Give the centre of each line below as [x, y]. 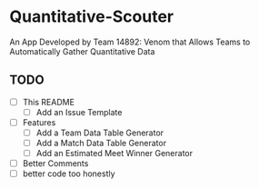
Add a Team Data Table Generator [100, 133]
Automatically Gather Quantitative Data [82, 51]
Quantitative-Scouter [92, 17]
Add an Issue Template [79, 112]
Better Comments [55, 163]
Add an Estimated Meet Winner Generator [115, 153]
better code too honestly [69, 173]
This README [49, 102]
